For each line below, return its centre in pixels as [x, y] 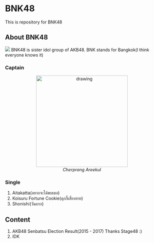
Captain [15, 67]
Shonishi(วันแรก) [28, 204]
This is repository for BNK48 [34, 22]
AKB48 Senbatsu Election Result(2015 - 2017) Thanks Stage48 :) [77, 231]
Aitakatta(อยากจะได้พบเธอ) [36, 193]
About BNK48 [27, 37]
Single [13, 182]
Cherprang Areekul [82, 170]
